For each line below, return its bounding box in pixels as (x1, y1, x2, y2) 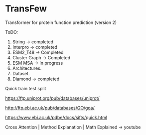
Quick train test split (5, 85, 46, 91)
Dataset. (12, 70, 30, 76)
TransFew (5, 3, 47, 14)
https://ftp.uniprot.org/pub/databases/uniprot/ (5, 95, 100, 101)
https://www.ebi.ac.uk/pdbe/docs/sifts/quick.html (5, 114, 108, 120)
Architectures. (12, 65, 42, 71)
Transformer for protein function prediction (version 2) (5, 19, 117, 25)
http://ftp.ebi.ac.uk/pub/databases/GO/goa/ (5, 105, 95, 111)
